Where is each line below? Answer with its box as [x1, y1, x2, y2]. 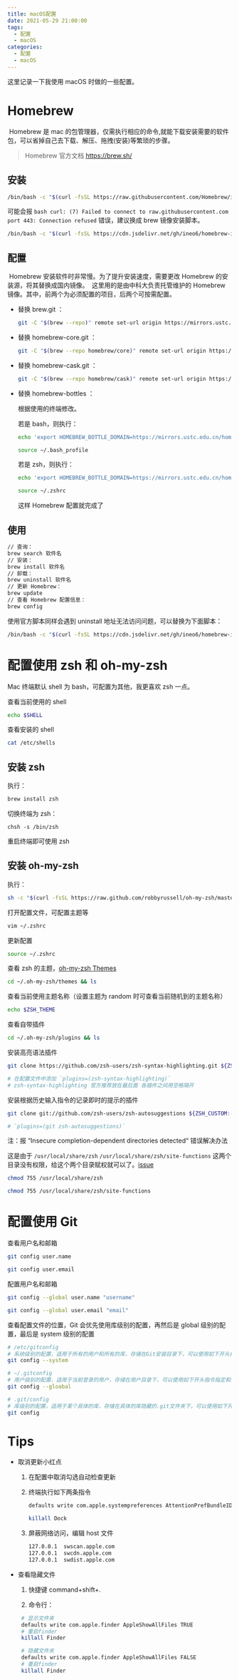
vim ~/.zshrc [7, 922, 46, 929]
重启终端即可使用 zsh [7, 837, 70, 845]
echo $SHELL [7, 711, 43, 718]
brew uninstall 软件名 [7, 577, 72, 584]
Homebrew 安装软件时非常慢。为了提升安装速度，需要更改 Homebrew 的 [9, 272, 223, 281]
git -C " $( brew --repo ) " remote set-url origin [17, 319, 162, 326]
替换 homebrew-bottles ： [17, 389, 95, 398]
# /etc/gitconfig [7, 1344, 59, 1351]
